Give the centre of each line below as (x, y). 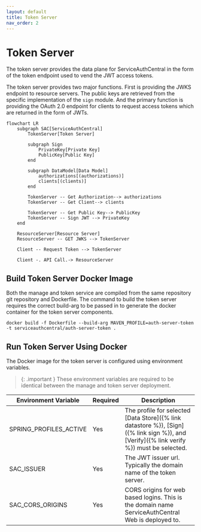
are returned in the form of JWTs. (47, 113)
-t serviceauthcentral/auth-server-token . (61, 328)
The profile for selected (158, 410)
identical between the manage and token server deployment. (96, 385)
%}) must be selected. (156, 447)
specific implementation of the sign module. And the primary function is (95, 100)
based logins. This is (153, 497)
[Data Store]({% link (153, 417)
